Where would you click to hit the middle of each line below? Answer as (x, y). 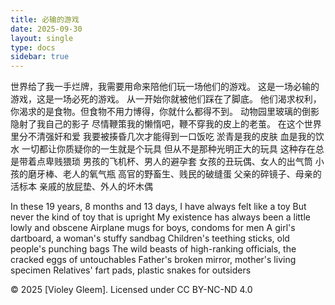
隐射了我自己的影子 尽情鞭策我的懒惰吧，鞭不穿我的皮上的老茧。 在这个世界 (166, 124)
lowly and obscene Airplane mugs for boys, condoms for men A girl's (153, 228)
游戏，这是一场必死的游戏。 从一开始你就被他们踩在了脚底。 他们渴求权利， (166, 99)
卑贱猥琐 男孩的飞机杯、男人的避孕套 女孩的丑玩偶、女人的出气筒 (178, 162)
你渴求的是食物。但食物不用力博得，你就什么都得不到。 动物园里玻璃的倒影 (165, 112)
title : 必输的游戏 (45, 19)
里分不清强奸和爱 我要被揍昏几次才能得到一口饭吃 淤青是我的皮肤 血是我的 (163, 137)
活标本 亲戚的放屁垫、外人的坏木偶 (81, 187)
